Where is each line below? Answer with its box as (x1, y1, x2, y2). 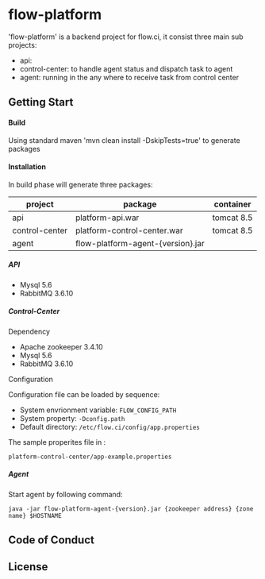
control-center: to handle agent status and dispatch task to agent (19, 64, 233, 73)
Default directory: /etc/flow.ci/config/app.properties (19, 422, 201, 431)
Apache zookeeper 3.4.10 (19, 342, 103, 351)
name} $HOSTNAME (8, 511, 62, 519)
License (8, 560, 48, 573)
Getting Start (8, 95, 74, 109)
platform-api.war (75, 212, 140, 223)
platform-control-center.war (75, 225, 184, 236)
